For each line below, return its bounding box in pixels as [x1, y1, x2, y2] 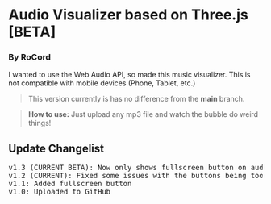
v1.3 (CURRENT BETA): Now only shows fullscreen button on [8, 163, 248, 173]
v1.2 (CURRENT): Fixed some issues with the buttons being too [8, 171, 264, 181]
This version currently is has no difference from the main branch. [27, 94, 245, 104]
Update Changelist [8, 141, 105, 155]
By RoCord [8, 52, 51, 63]
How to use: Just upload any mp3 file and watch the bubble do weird [27, 110, 259, 119]
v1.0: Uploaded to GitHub [8, 187, 111, 197]
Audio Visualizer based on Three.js [8, 6, 248, 24]
